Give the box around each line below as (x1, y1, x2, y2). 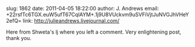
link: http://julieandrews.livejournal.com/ (22, 17, 120, 24)
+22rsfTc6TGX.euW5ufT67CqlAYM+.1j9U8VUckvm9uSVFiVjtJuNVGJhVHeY (6, 11, 189, 18)
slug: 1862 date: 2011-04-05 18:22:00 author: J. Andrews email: (6, 5, 159, 12)
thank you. (6, 35, 32, 41)
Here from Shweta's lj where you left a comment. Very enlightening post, (6, 28, 182, 35)
